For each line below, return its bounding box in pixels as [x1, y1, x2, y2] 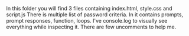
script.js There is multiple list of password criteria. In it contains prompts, [6, 11, 184, 18]
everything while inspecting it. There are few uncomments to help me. [6, 23, 177, 30]
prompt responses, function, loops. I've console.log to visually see [6, 17, 168, 24]
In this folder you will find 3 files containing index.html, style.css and [6, 5, 172, 12]
